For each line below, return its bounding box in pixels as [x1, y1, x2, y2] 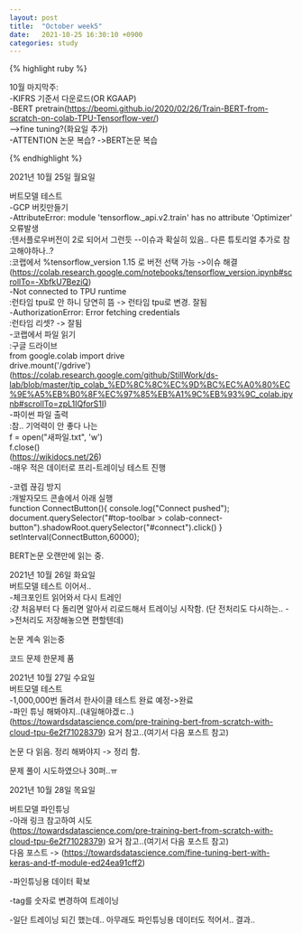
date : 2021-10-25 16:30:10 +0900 [9, 30, 143, 39]
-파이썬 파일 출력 [9, 409, 69, 420]
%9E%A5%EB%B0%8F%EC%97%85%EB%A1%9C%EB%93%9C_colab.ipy [9, 389, 293, 400]
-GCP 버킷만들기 [9, 202, 69, 213]
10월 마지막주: [9, 82, 59, 93]
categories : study [9, 38, 78, 48]
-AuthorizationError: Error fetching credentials [9, 307, 180, 318]
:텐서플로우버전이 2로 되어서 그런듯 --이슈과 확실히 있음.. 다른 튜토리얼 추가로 [9, 234, 281, 245]
